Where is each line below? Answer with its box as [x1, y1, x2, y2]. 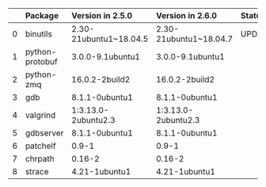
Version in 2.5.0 [70, 10, 133, 21]
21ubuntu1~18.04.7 [155, 33, 234, 44]
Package [25, 10, 59, 21]
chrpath [25, 154, 55, 164]
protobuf [25, 56, 58, 67]
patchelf [25, 140, 57, 151]
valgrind [25, 110, 56, 120]
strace [25, 166, 49, 177]
